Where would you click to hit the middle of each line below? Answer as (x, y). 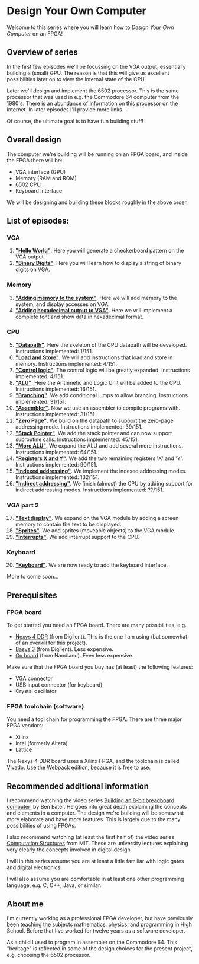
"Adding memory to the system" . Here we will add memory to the (96, 298)
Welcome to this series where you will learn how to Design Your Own (90, 27)
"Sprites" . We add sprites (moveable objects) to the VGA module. (95, 531)
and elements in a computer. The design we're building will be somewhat (95, 813)
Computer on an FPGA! (35, 33)
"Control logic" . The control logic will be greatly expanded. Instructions (103, 370)
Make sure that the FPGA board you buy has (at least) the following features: (100, 667)
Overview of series (43, 52)
